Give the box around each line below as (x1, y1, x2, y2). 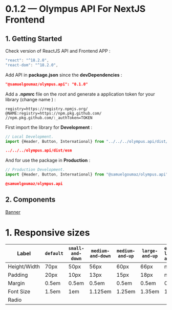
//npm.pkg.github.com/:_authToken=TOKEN (5, 115, 93, 120)
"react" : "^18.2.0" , (5, 58, 50, 63)
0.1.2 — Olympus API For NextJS (5, 3, 146, 15)
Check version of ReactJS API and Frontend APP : (5, 48, 111, 54)
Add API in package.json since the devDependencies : (5, 72, 122, 78)
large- (141, 248, 158, 254)
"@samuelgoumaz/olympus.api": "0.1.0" (5, 81, 88, 87)
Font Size (8, 287, 31, 295)
